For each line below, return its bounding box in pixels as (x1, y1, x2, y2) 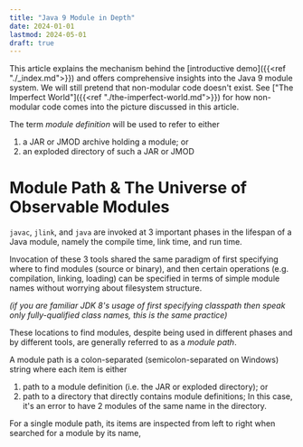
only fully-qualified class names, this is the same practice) (9, 310, 228, 321)
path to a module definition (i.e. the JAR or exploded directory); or (22, 381, 269, 393)
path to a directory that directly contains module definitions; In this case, (22, 391, 293, 402)
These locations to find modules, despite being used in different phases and (9, 327, 293, 339)
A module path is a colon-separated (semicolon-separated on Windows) (9, 354, 279, 366)
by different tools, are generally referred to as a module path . (9, 337, 237, 348)
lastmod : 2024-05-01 (9, 30, 88, 39)
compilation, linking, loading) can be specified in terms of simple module (9, 273, 280, 284)
